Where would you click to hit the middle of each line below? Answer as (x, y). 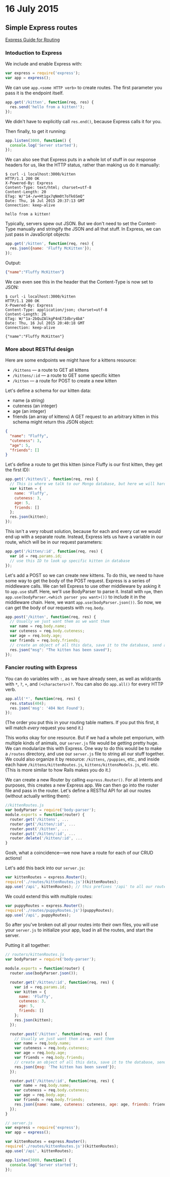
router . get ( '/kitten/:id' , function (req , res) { (62, 982)
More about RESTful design (40, 349)
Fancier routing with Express (41, 667)
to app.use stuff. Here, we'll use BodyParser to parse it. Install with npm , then (84, 591)
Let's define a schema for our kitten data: (48, 390)
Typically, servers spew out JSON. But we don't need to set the (71, 224)
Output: (13, 263)
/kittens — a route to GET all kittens (51, 370)
